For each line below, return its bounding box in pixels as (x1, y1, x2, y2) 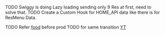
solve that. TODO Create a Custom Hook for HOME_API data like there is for (5, 9, 160, 15)
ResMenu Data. (5, 15, 37, 20)
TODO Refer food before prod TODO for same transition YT (5, 24, 127, 30)
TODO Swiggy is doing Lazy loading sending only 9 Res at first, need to (5, 4, 152, 10)
